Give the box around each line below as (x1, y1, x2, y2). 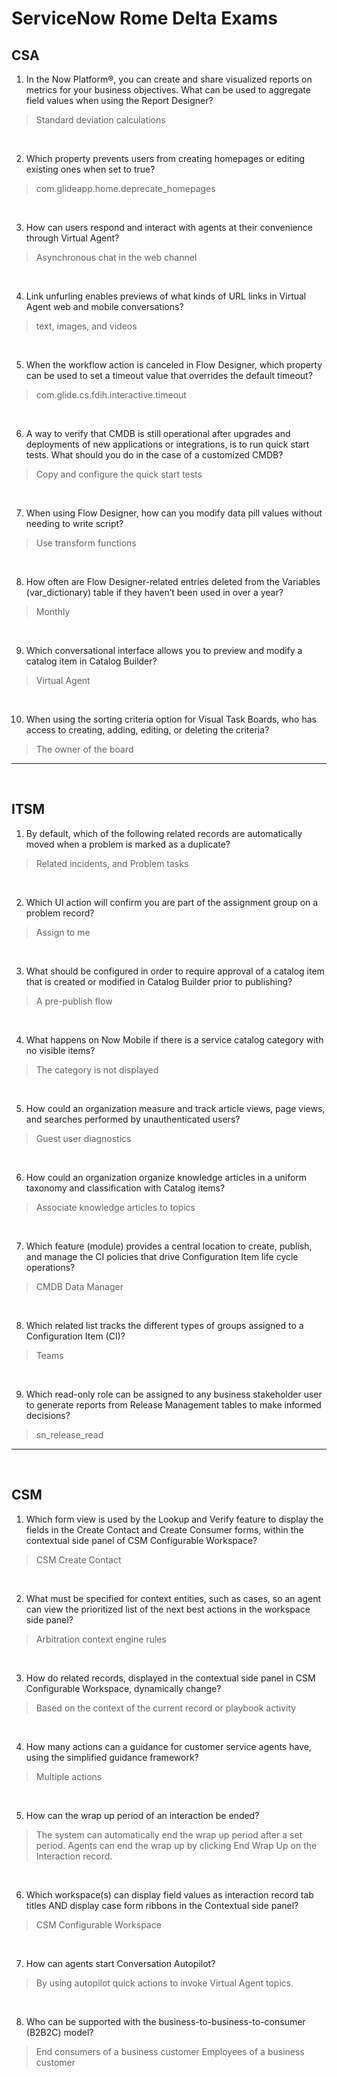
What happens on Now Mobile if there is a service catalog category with (25, 1033, 324, 1046)
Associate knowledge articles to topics (35, 1201, 196, 1213)
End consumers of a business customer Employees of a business (35, 2045, 305, 2057)
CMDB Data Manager (35, 1280, 124, 1292)
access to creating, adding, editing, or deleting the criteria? (25, 724, 270, 736)
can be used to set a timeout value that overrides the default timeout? (25, 370, 313, 381)
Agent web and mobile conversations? (25, 301, 184, 312)
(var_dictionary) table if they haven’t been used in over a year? (25, 587, 284, 598)
